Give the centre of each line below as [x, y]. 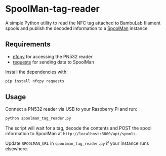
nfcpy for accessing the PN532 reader [52, 56]
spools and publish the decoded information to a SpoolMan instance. [77, 28]
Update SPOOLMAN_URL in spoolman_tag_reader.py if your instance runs [77, 143]
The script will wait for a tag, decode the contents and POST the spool [78, 128]
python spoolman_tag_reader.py [38, 118]
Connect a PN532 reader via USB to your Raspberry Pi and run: [71, 109]
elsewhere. [17, 149]
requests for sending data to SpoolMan [53, 62]
